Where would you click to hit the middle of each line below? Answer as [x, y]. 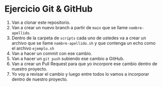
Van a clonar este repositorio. [41, 22]
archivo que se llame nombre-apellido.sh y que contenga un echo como [83, 43]
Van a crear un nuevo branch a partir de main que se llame [70, 27]
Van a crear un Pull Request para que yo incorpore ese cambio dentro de [84, 64]
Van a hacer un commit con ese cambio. [52, 53]
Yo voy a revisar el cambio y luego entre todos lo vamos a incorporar [80, 74]
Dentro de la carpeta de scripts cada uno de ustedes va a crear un [79, 38]
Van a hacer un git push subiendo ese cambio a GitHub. [68, 58]
